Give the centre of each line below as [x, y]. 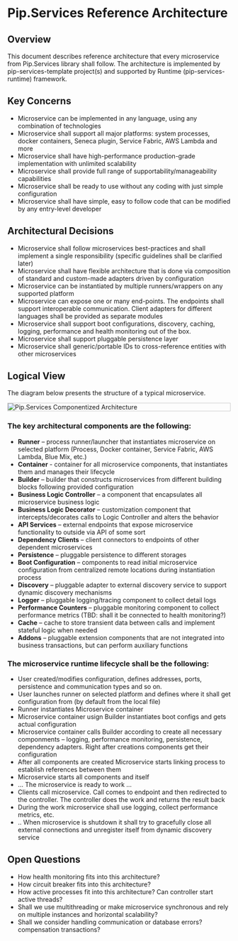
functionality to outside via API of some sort [81, 532]
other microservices [47, 353]
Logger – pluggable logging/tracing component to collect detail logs [117, 600]
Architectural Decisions [61, 231]
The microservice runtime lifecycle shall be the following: [108, 664]
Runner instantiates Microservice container [80, 709]
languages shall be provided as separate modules [90, 316]
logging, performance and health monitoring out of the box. [104, 331]
